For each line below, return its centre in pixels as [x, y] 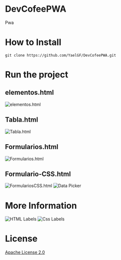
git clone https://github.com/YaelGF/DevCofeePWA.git [61, 55]
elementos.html [30, 93]
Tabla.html [22, 120]
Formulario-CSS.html [38, 174]
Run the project [37, 75]
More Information [41, 206]
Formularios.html [32, 147]
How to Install [33, 42]
